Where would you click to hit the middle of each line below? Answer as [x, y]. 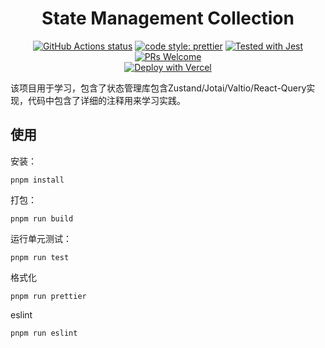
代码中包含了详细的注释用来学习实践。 [106, 100]
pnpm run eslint [44, 333]
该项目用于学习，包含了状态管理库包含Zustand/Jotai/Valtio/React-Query [158, 88]
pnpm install [37, 180]
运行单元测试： [41, 238]
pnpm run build [42, 218]
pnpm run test [40, 257]
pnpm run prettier [48, 296]
